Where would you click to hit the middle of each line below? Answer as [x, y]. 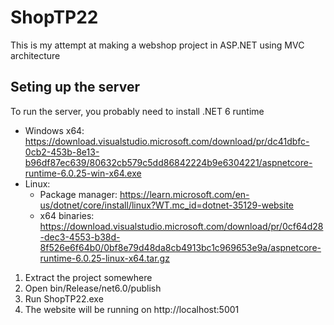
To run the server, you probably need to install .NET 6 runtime [137, 111]
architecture [35, 55]
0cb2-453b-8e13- [62, 152]
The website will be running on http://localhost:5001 [132, 309]
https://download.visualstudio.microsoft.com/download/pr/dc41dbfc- [167, 141]
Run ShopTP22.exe [64, 298]
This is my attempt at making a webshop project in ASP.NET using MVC [157, 45]
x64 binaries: [67, 215]
